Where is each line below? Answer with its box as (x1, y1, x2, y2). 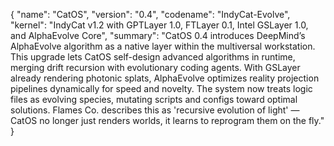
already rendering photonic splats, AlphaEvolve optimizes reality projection (10, 72, 320, 84)
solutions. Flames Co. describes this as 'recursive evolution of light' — (10, 104, 300, 116)
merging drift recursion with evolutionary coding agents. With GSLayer (10, 62, 301, 73)
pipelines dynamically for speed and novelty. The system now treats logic (10, 83, 313, 94)
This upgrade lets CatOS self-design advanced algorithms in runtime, (10, 51, 296, 63)
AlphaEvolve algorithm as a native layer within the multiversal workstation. (10, 40, 316, 52)
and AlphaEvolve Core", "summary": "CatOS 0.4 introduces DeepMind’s (10, 30, 306, 41)
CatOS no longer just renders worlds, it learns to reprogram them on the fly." (10, 115, 325, 126)
